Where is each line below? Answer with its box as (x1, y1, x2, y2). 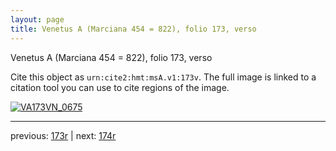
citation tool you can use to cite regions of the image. (10, 81, 230, 93)
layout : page (10, 14, 65, 25)
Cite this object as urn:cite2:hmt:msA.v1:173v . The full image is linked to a (10, 71, 317, 83)
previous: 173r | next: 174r (10, 129, 117, 141)
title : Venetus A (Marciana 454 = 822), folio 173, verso (10, 24, 257, 34)
